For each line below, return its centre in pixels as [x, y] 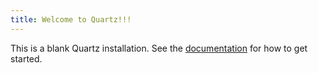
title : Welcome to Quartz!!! [71, 19]
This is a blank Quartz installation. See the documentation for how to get [159, 48]
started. [26, 58]
